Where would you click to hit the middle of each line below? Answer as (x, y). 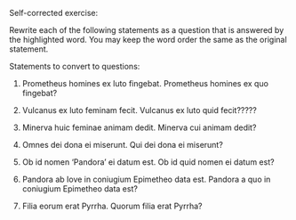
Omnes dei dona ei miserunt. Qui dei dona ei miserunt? (123, 145)
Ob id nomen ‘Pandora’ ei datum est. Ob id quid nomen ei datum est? (148, 162)
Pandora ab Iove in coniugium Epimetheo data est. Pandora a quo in (146, 179)
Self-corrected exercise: (54, 13)
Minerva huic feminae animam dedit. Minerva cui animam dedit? (139, 127)
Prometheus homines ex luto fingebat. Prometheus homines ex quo (145, 83)
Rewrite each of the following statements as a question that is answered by (147, 30)
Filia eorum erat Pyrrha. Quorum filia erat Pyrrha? (112, 206)
